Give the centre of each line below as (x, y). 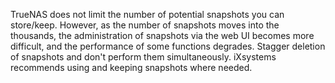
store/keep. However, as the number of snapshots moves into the (145, 25)
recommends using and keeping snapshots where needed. (131, 67)
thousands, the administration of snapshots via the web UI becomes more (162, 35)
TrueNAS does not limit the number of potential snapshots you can (147, 14)
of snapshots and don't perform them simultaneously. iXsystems (143, 57)
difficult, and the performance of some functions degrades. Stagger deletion (168, 46)
